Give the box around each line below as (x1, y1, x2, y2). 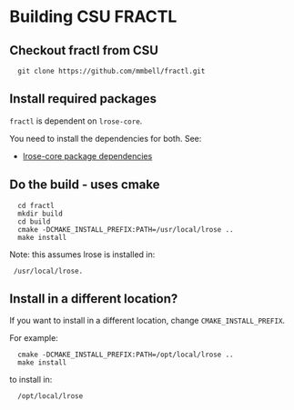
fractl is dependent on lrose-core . (9, 115, 143, 126)
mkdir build (17, 209, 64, 218)
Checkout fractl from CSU (9, 43, 159, 58)
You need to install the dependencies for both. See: (9, 133, 202, 144)
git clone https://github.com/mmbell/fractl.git (17, 66, 206, 75)
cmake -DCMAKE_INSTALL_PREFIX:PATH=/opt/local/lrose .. (17, 350, 234, 360)
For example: (9, 333, 59, 344)
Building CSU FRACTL (9, 6, 177, 27)
